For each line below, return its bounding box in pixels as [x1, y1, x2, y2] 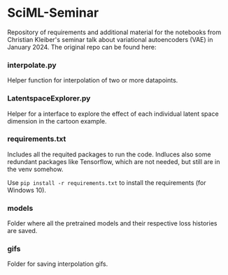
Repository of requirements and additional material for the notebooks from [7, 28, 222, 36]
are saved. [7, 227, 38, 235]
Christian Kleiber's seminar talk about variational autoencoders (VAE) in [7, 35, 213, 43]
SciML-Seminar [7, 5, 99, 21]
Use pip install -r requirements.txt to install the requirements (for [7, 178, 206, 186]
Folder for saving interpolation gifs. [7, 260, 108, 268]
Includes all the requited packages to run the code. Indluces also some [7, 150, 211, 158]
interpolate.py [7, 60, 57, 70]
